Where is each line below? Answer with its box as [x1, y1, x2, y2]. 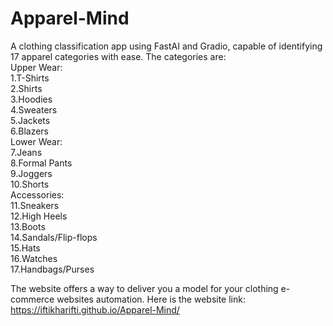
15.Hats [10, 242, 41, 254]
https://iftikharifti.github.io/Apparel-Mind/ [10, 303, 180, 316]
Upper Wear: [10, 61, 63, 73]
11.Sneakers [10, 199, 60, 211]
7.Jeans [10, 146, 43, 158]
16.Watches [10, 252, 58, 264]
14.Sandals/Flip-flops [10, 231, 98, 243]
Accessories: [10, 188, 65, 201]
